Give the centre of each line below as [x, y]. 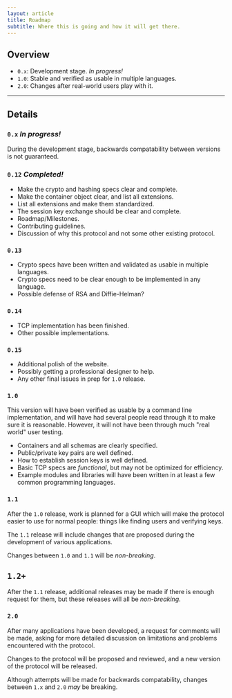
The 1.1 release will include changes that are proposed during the [101, 535]
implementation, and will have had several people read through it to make [112, 418]
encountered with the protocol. [51, 645]
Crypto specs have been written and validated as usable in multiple [113, 265]
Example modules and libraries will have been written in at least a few [116, 475]
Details [22, 114]
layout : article [30, 14]
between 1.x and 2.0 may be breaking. [62, 687]
